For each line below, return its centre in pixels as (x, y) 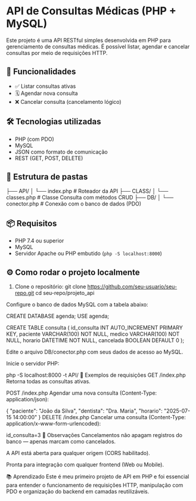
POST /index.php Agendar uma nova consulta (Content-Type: (82, 393)
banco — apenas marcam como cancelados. (61, 441)
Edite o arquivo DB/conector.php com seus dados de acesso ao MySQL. (95, 352)
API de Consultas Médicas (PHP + (91, 11)
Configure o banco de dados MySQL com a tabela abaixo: (77, 305)
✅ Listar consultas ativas (45, 86)
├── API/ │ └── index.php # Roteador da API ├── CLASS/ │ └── (87, 191)
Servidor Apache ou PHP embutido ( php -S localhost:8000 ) (88, 253)
